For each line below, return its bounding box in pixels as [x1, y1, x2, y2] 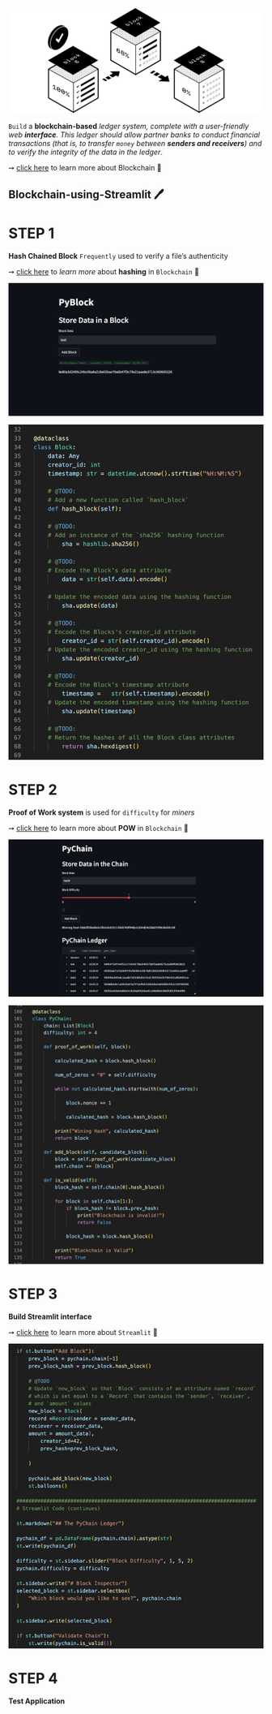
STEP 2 [8, 781, 58, 799]
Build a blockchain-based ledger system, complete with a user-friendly [8, 122, 249, 131]
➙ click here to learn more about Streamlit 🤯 [8, 1327, 158, 1337]
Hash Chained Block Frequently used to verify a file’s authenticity [8, 251, 228, 261]
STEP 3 [8, 1285, 58, 1303]
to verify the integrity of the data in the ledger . [8, 147, 164, 157]
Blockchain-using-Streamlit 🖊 [8, 187, 164, 201]
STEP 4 [8, 1669, 58, 1687]
